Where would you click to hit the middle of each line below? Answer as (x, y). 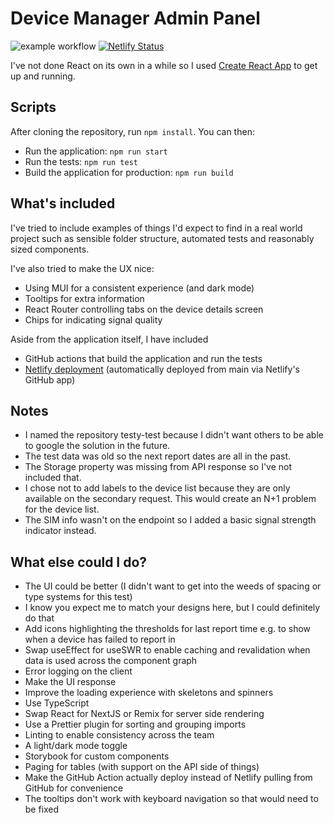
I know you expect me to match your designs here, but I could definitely (172, 608)
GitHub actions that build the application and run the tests (143, 358)
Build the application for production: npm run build (129, 172)
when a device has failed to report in (100, 639)
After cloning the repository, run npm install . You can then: (132, 131)
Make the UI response (70, 682)
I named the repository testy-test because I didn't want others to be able (174, 435)
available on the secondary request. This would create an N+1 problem (170, 499)
